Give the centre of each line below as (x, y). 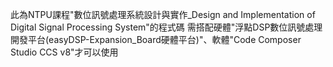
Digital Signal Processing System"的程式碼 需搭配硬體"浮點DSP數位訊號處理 (166, 27)
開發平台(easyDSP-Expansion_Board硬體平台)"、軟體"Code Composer (156, 39)
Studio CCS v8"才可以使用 (64, 52)
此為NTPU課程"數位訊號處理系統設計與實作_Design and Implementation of (163, 14)
